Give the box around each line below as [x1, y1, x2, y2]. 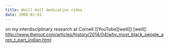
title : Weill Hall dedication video [5, 7, 82, 13]
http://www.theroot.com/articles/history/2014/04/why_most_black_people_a [5, 31, 164, 37]
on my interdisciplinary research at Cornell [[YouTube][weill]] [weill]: [5, 26, 148, 32]
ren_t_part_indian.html [5, 36, 52, 43]
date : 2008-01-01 [5, 12, 42, 17]
